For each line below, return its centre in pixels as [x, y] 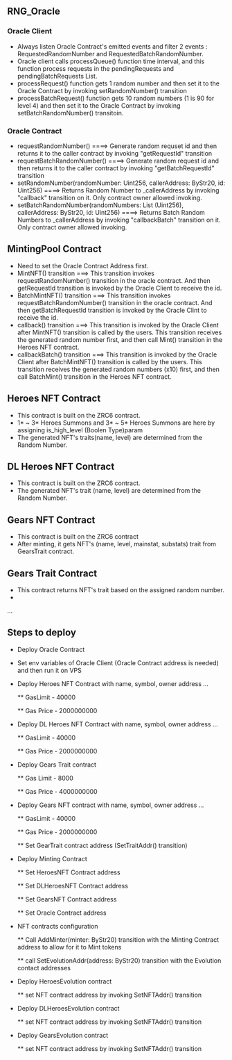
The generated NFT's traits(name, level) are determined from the [110, 437]
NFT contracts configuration [57, 926]
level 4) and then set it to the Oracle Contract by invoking [99, 105]
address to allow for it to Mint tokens [69, 947]
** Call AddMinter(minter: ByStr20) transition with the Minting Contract [118, 939]
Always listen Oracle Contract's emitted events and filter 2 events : [112, 46]
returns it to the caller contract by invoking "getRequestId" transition [115, 153]
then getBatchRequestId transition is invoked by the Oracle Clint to [112, 310]
